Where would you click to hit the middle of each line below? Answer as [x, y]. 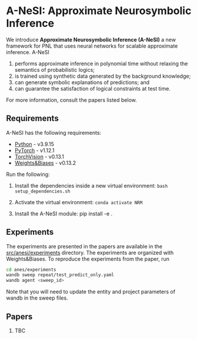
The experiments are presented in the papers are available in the [84, 246]
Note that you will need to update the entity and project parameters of [91, 292]
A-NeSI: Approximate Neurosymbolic [99, 11]
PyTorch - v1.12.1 [34, 150]
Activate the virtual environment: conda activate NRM [79, 202]
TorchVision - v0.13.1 [39, 157]
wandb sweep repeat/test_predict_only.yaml [60, 275]
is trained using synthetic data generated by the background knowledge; [103, 76]
